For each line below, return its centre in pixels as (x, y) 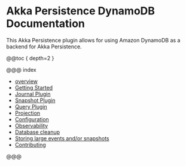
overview (26, 81)
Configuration (32, 119)
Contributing (30, 145)
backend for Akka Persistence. (44, 47)
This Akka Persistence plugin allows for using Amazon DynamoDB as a (93, 40)
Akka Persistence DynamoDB (81, 11)
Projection (28, 113)
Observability (31, 125)
